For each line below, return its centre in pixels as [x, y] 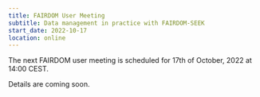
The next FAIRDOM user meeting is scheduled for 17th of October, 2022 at [130, 60]
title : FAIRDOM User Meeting [57, 16]
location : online [37, 38]
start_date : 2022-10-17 [48, 30]
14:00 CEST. [29, 69]
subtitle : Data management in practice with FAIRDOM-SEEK [106, 23]
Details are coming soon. [49, 84]
